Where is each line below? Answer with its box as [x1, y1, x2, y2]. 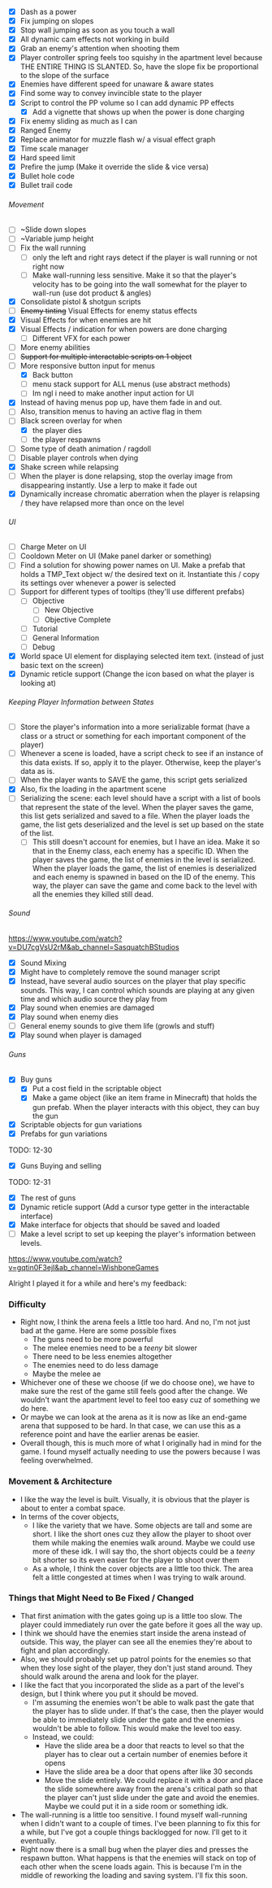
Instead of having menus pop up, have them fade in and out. [19, 398, 222, 408]
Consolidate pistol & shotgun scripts [19, 296, 141, 306]
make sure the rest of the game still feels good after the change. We [19, 1387, 248, 1396]
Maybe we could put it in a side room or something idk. [44, 1801, 229, 1811]
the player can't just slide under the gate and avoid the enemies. [44, 1792, 260, 1802]
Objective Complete [44, 614, 111, 624]
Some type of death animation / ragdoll [19, 444, 152, 453]
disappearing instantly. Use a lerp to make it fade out [19, 480, 197, 490]
